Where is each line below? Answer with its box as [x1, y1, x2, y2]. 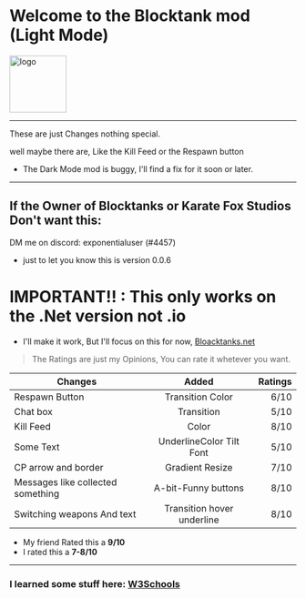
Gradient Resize [165, 461, 233, 473]
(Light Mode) [9, 25, 109, 46]
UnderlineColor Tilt [158, 434, 240, 447]
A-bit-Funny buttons [153, 481, 244, 494]
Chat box [14, 405, 53, 418]
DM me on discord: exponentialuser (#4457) [9, 237, 176, 248]
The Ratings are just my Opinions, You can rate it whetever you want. [31, 353, 291, 364]
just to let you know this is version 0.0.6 [22, 254, 171, 265]
